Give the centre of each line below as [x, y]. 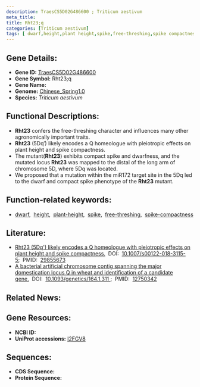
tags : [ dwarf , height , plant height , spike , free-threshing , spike [86, 34]
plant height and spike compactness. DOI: [67, 254]
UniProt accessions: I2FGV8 [50, 338]
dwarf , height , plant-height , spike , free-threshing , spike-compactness [104, 214]
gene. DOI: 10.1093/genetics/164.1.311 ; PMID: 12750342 [86, 279]
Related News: [34, 297]
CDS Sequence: [35, 372]
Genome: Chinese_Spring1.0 [50, 91]
